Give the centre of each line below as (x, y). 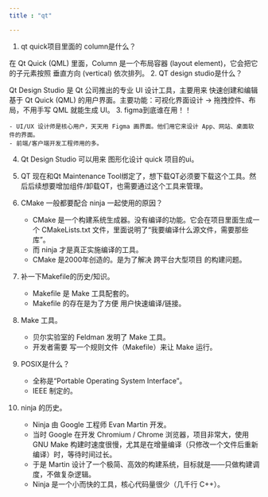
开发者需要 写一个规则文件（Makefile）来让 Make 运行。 (124, 347)
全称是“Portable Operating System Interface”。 (109, 381)
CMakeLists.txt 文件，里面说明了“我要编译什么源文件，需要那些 (145, 229)
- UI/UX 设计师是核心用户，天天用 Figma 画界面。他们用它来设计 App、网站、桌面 (129, 126)
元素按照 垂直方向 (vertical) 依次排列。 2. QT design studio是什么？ (133, 73)
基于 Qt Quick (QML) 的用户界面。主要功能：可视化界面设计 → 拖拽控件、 (129, 99)
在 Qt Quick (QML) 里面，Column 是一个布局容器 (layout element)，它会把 (130, 63)
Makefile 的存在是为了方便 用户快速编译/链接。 (109, 303)
